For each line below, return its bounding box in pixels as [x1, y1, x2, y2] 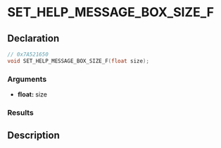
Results [7, 107, 34, 117]
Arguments [7, 74, 47, 84]
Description [7, 130, 60, 142]
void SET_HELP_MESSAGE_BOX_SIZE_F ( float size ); [7, 57, 150, 64]
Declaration [7, 32, 60, 44]
